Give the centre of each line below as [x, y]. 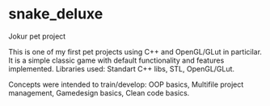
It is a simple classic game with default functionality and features [116, 60]
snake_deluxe [56, 14]
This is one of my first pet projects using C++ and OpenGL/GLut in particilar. [135, 51]
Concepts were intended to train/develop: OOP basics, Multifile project [126, 84]
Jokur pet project [37, 36]
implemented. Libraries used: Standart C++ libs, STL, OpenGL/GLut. [122, 68]
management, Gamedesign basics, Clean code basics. [99, 92]
